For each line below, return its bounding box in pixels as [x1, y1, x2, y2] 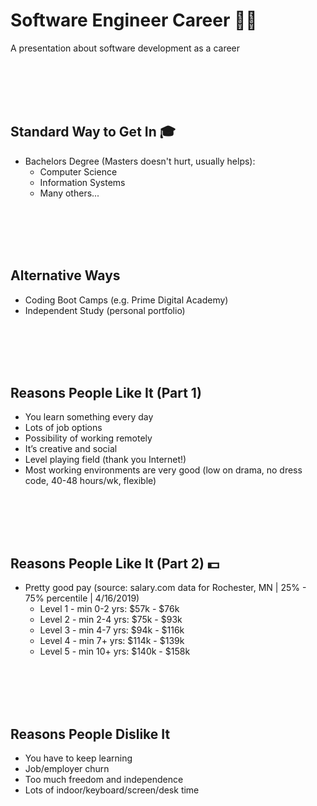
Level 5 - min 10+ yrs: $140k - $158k [39, 645, 191, 658]
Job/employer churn [24, 763, 110, 774]
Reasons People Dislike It [10, 725, 171, 743]
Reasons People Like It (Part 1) [10, 384, 202, 401]
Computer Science [39, 165, 118, 178]
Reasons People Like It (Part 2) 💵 [10, 555, 220, 572]
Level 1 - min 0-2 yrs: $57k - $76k [39, 603, 180, 615]
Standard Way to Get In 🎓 [10, 124, 176, 141]
